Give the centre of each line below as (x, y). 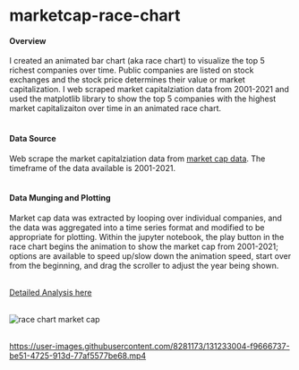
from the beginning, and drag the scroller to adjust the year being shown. (144, 265)
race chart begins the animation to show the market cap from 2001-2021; (144, 246)
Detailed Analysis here (51, 292)
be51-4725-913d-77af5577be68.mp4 (78, 356)
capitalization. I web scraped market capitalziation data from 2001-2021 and (149, 90)
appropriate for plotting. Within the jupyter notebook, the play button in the (147, 237)
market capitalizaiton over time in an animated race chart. (115, 108)
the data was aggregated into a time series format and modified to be (137, 227)
